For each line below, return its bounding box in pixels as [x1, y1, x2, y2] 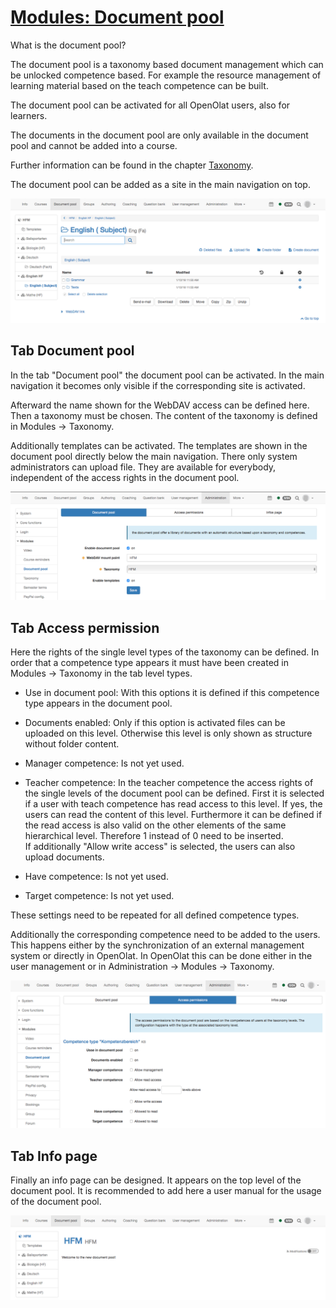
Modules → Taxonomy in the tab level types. [10, 667, 193, 680]
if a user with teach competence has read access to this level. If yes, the [24, 798, 323, 810]
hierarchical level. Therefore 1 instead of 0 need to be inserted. [24, 830, 284, 842]
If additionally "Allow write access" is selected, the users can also [24, 841, 296, 853]
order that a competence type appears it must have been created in [10, 657, 289, 669]
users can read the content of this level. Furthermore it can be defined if [24, 809, 323, 821]
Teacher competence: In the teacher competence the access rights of [24, 777, 314, 789]
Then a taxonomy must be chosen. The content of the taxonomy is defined [10, 409, 318, 421]
